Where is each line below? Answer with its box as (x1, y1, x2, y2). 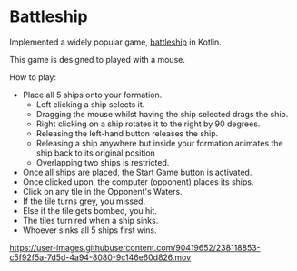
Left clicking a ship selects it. (35, 98, 145, 110)
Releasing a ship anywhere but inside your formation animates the (35, 137, 283, 148)
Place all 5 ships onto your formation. (22, 89, 163, 100)
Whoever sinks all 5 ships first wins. (22, 225, 157, 236)
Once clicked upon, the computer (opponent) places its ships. (22, 176, 254, 187)
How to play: (9, 71, 57, 83)
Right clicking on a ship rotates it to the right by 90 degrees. (35, 118, 261, 129)
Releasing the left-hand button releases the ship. (35, 127, 219, 138)
